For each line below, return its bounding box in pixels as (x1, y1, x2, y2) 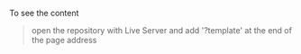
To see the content (9, 8, 79, 18)
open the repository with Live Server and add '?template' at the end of (31, 25, 293, 35)
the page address (31, 35, 97, 45)
